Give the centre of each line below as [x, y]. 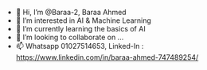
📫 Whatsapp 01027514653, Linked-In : [80, 46]
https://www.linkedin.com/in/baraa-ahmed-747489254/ [107, 57]
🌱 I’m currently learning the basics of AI [80, 29]
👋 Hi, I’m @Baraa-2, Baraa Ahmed [71, 12]
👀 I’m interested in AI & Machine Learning [83, 20]
